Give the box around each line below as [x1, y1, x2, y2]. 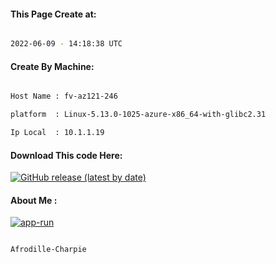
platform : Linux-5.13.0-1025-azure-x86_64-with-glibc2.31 [10, 110, 267, 120]
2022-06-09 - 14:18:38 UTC [10, 39, 123, 49]
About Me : [10, 194, 58, 206]
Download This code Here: [10, 149, 123, 161]
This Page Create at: [10, 8, 97, 20]
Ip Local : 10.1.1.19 [10, 128, 105, 138]
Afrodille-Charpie [10, 245, 87, 255]
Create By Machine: [10, 60, 95, 72]
